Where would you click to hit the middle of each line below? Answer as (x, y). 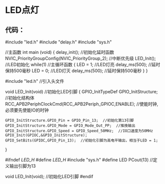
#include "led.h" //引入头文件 (35, 81)
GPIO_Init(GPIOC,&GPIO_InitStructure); (46, 135)
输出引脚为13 (23, 166)
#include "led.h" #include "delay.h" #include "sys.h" (59, 42)
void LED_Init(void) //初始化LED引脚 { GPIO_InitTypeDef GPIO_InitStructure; (82, 92)
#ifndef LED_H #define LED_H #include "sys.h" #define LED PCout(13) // (79, 160)
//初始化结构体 (20, 98)
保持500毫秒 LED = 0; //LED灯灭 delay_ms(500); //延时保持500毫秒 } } (77, 71)
